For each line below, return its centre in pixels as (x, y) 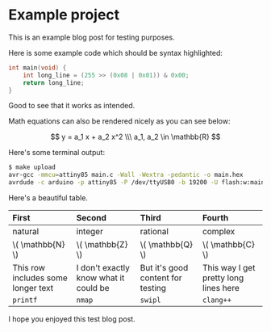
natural (26, 232)
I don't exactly (103, 268)
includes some (40, 278)
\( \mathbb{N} (39, 245)
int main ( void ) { (38, 67)
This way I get (229, 268)
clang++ (217, 300)
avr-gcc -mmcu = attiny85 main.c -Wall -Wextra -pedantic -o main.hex (126, 175)
